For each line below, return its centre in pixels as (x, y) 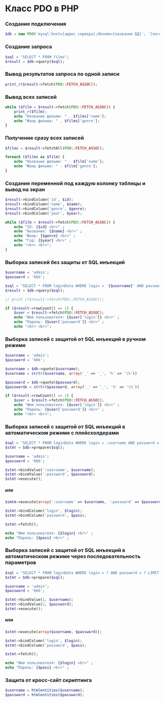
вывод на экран (25, 189)
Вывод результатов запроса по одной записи (62, 74)
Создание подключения (36, 24)
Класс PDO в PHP (42, 9)
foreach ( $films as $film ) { (35, 157)
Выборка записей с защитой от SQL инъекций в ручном (76, 339)
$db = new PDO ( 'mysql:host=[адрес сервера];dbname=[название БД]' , (76, 34)
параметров (21, 562)
